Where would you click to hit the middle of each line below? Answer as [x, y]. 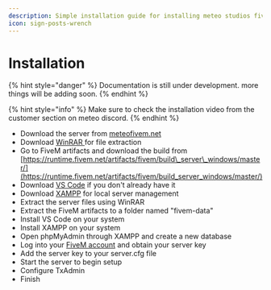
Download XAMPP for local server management [99, 193]
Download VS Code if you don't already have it [98, 185]
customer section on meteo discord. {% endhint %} [94, 118]
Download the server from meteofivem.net [90, 134]
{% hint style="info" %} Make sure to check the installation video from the [131, 110]
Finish [30, 280]
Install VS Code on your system [72, 219]
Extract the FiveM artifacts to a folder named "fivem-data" [117, 211]
